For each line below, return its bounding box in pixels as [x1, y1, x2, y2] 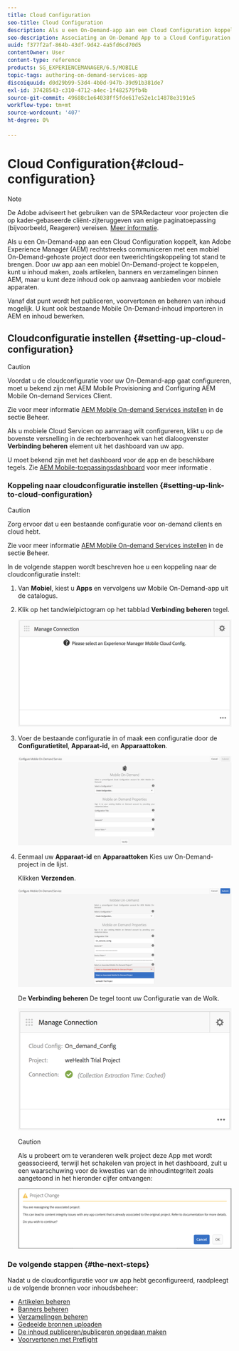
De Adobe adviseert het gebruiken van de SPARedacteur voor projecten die [7, 208, 229, 217]
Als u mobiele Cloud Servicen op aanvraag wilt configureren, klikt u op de [7, 426, 223, 435]
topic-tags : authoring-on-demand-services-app [7, 71, 148, 78]
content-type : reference [7, 57, 81, 64]
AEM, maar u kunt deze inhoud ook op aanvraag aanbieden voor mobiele [7, 275, 221, 284]
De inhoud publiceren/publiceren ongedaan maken [17, 1327, 167, 1336]
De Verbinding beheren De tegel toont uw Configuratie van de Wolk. [17, 994, 220, 1003]
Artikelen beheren [17, 1297, 70, 1305]
